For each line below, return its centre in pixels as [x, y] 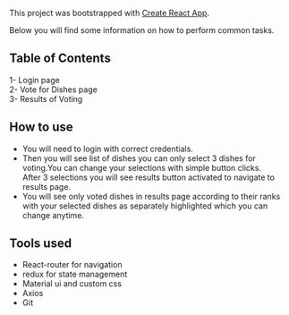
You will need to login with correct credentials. [108, 149]
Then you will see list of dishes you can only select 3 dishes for [139, 158]
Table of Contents [60, 59]
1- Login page [34, 80]
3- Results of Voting [46, 98]
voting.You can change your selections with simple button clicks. [142, 167]
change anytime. [53, 215]
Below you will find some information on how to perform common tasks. [142, 30]
